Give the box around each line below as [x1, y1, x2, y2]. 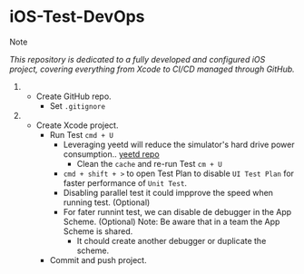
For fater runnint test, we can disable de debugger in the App [63, 206, 292, 217]
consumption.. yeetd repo [63, 148, 161, 160]
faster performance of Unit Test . [63, 177, 188, 188]
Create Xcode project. [35, 120, 119, 131]
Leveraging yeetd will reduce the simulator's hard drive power [63, 139, 295, 150]
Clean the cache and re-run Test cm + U [76, 158, 222, 169]
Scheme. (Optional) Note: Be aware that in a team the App [63, 216, 280, 227]
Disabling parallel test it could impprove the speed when [63, 187, 274, 198]
